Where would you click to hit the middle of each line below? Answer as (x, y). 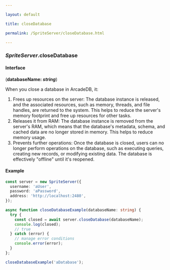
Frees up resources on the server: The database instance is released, (86, 99)
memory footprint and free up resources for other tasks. (72, 115)
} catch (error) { (30, 234)
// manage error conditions (44, 239)
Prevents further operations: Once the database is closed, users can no (88, 143)
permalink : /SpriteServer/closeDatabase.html (55, 33)
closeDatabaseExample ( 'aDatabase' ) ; (44, 262)
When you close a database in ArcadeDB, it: (52, 89)
